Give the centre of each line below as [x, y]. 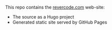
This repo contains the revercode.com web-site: [55, 7]
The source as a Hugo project [43, 17]
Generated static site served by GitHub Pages [60, 22]
